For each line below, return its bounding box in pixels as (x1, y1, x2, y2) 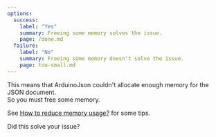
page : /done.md (19, 36, 64, 43)
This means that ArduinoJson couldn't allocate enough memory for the (7, 80, 209, 89)
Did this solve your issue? (7, 122, 80, 130)
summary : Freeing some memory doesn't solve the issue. (19, 55, 185, 62)
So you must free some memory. (7, 95, 100, 104)
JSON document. (7, 88, 57, 96)
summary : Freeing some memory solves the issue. (19, 29, 163, 37)
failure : (13, 42, 39, 49)
